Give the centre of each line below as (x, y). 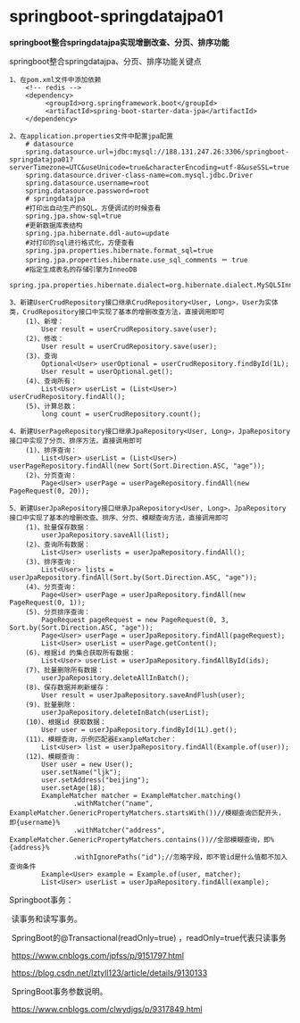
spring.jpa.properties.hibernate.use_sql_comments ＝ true (137, 260)
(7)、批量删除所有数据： (65, 670)
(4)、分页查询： (51, 586)
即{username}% (35, 822)
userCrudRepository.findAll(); (67, 396)
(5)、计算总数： (51, 406)
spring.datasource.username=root (87, 183)
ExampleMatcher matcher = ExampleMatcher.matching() (142, 795)
